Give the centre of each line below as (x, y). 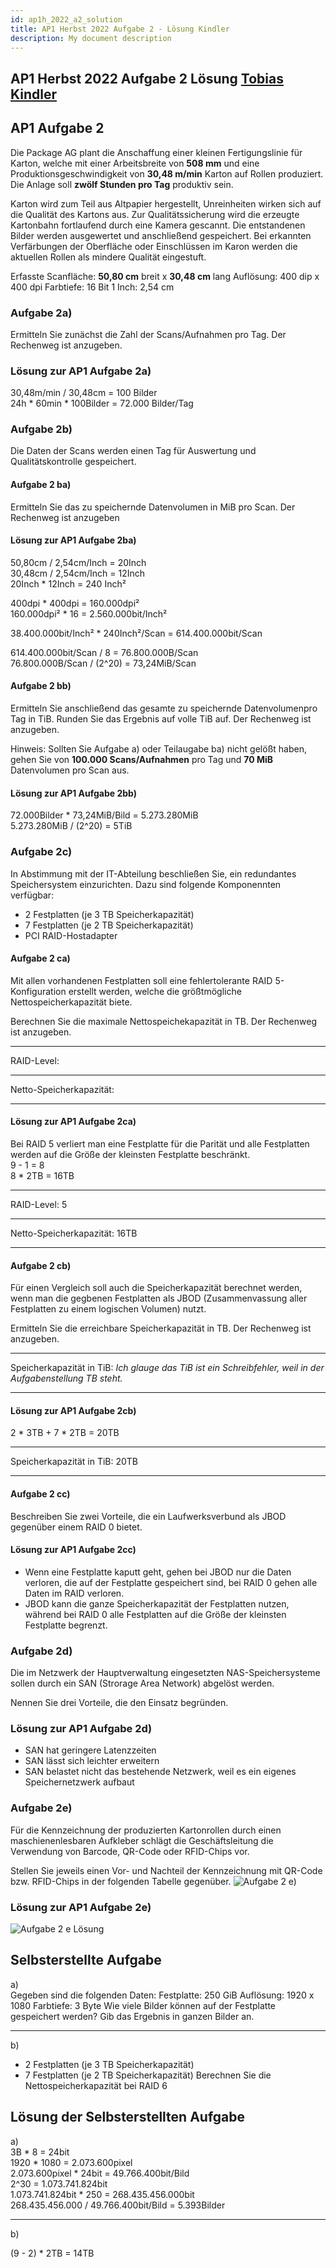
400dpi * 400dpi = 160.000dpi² (75, 603)
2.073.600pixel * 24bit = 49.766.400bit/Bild (100, 2173)
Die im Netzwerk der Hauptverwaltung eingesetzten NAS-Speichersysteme (165, 1673)
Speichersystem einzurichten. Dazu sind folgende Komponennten (146, 884)
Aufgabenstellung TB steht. (66, 1378)
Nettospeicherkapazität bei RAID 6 (96, 2085)
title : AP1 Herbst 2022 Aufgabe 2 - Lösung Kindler (120, 29)
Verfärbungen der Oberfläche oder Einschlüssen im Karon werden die (154, 246)
